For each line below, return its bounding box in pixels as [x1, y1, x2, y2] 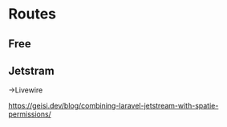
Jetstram [8, 63, 55, 77]
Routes [8, 5, 56, 23]
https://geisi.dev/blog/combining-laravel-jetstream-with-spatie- [8, 101, 219, 111]
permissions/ [8, 109, 52, 119]
